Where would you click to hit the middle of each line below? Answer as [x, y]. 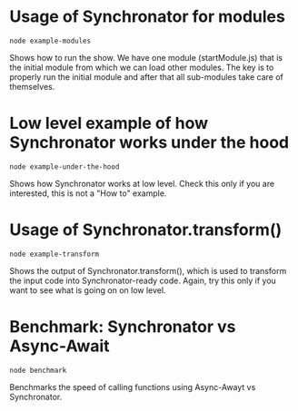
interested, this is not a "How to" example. [88, 193]
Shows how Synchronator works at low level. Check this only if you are [142, 183]
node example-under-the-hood [65, 166]
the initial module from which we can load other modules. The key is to [142, 67]
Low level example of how [109, 123]
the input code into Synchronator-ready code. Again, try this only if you [143, 280]
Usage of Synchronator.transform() [146, 230]
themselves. [32, 86]
